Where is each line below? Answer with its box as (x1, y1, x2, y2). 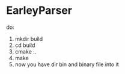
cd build (14, 42, 35, 49)
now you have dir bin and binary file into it (14, 61, 119, 68)
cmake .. (14, 48, 37, 55)
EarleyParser (6, 4, 72, 17)
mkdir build (14, 35, 43, 42)
